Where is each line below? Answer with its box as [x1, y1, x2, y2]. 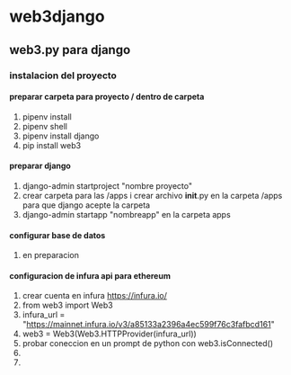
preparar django [9, 160, 72, 172]
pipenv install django [22, 130, 100, 141]
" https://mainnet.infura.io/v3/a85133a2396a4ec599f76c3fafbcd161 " [22, 319, 276, 330]
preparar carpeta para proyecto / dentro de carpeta [9, 92, 205, 103]
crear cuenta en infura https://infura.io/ [22, 290, 168, 301]
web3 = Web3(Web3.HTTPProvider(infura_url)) [22, 328, 198, 339]
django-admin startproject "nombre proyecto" [22, 180, 193, 191]
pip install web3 [22, 139, 82, 150]
